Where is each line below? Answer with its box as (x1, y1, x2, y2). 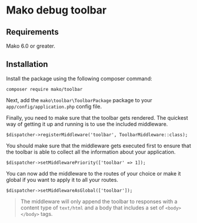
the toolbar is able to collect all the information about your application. (6, 148, 176, 156)
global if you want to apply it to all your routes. (6, 176, 119, 183)
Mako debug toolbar (6, 4, 107, 17)
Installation (6, 59, 48, 69)
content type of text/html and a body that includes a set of (20, 204, 165, 211)
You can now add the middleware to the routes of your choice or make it (6, 170, 181, 177)
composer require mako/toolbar (6, 86, 83, 92)
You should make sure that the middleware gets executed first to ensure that (6, 142, 191, 149)
